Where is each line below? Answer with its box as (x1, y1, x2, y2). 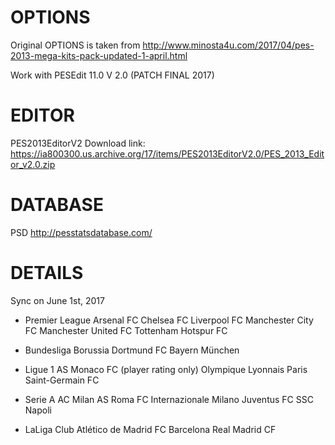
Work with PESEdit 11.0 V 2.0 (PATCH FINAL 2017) (10, 69, 215, 81)
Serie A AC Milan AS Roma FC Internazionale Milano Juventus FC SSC (24, 393, 314, 405)
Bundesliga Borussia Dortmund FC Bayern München (24, 344, 240, 356)
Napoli (24, 404, 52, 416)
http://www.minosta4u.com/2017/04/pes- (142, 39, 315, 51)
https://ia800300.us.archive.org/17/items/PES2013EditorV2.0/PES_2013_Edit (10, 147, 325, 160)
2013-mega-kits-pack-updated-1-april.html (10, 49, 188, 61)
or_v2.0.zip (10, 158, 56, 170)
